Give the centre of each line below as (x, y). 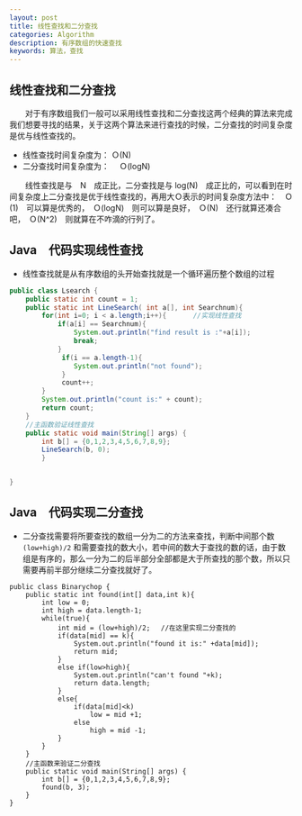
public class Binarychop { (60, 586)
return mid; (96, 651)
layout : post (34, 18)
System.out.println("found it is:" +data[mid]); (166, 644)
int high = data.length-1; (92, 610)
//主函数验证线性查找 (60, 424)
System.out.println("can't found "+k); (148, 675)
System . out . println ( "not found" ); (138, 366)
